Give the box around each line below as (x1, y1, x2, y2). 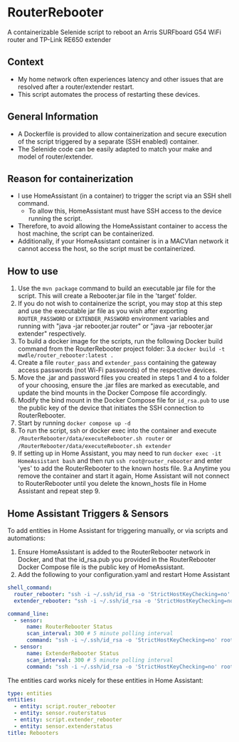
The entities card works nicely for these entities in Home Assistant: (7, 676, 204, 684)
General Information (7, 111, 99, 123)
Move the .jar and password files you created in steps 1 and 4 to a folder (17, 373, 230, 382)
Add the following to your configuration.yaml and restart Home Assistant (17, 571, 230, 578)
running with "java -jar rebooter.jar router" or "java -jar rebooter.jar (17, 322, 213, 331)
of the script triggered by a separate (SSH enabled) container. (17, 137, 199, 146)
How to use (7, 265, 58, 277)
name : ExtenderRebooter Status (26, 650, 119, 657)
